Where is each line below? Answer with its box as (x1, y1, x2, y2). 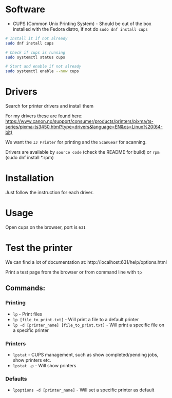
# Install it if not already (5, 36, 68, 41)
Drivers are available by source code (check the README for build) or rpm (5, 149, 160, 155)
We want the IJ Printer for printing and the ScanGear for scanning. (5, 139, 147, 145)
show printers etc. (12, 357, 51, 363)
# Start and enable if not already (5, 64, 82, 69)
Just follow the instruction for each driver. (5, 190, 94, 196)
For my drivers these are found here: (5, 113, 83, 119)
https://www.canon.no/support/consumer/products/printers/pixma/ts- (5, 118, 154, 124)
